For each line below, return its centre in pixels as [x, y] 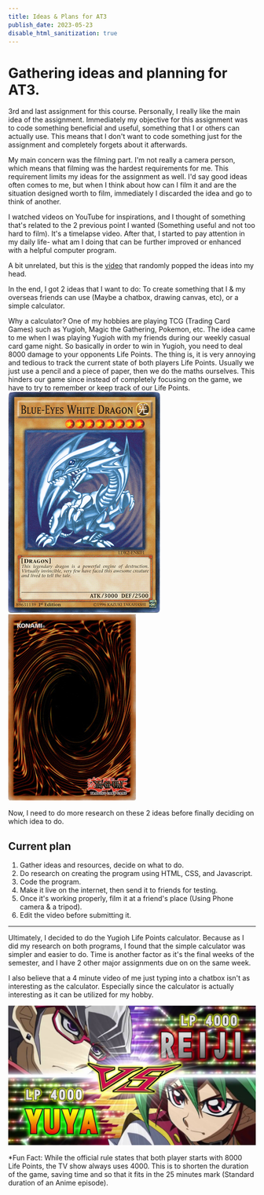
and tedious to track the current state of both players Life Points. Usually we [131, 363]
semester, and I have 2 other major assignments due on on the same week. [130, 963]
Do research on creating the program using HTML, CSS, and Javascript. [136, 874]
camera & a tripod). [51, 907]
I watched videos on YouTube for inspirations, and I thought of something [127, 217]
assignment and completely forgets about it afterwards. [98, 145]
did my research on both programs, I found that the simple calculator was [127, 946]
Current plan [40, 846]
